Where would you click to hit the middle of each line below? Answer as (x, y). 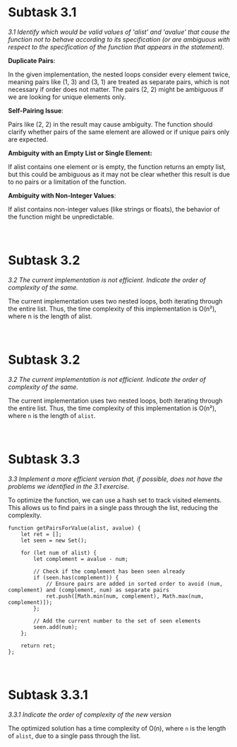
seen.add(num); (56, 627)
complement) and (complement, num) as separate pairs (89, 590)
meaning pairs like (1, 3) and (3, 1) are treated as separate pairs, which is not (119, 81)
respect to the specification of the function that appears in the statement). (116, 47)
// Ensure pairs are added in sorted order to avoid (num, (134, 584)
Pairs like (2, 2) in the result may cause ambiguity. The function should (110, 124)
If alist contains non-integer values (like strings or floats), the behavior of (114, 209)
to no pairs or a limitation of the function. (67, 182)
